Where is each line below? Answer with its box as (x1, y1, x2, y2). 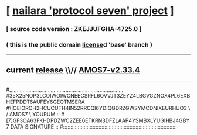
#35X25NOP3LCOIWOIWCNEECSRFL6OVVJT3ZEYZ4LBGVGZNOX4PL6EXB (6, 92, 191, 99)
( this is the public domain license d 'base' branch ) (6, 41, 152, 49)
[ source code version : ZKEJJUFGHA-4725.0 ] (6, 25, 142, 33)
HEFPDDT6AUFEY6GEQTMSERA (6, 98, 85, 106)
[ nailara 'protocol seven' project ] (6, 4, 174, 18)
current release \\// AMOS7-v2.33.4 (6, 65, 141, 75)
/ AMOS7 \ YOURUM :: (6, 111, 60, 118)
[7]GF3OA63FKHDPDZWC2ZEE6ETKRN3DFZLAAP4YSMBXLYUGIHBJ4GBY (6, 117, 190, 124)
